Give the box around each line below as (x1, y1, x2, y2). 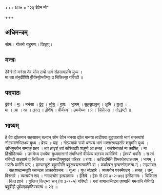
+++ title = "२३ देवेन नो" (5, 5, 49, 10)
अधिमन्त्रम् (5, 28, 28, 37)
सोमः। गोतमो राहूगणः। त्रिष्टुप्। (5, 41, 53, 47)
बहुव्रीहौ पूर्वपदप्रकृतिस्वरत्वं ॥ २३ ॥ (5, 184, 58, 190)
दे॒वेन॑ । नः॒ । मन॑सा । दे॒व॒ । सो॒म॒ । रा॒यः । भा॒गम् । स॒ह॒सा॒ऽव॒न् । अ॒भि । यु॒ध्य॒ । (5, 101, 127, 107)
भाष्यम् (5, 121, 19, 130)
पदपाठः (5, 89, 21, 97)
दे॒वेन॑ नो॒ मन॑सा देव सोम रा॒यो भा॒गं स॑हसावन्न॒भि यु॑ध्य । (5, 69, 83, 75)
